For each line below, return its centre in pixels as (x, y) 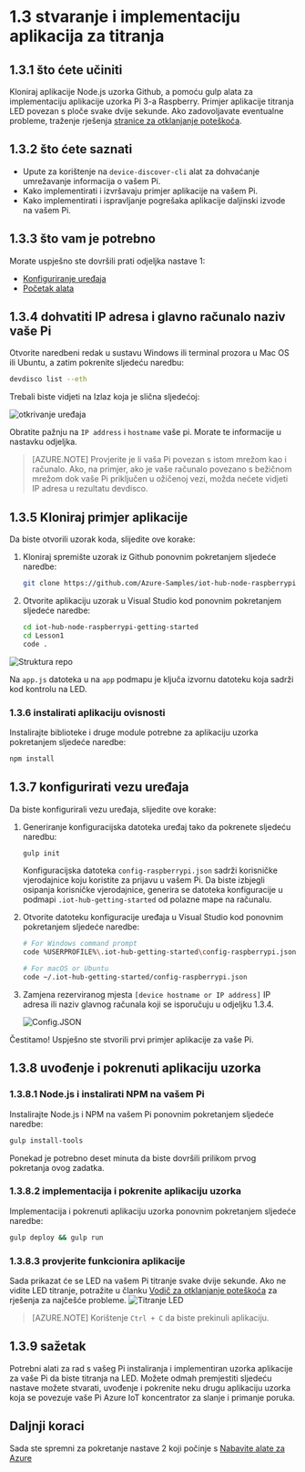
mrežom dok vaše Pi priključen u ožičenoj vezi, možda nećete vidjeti (160, 479)
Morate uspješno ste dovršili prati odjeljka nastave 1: (107, 261)
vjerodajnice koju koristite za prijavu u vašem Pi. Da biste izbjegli (144, 880)
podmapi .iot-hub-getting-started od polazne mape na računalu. (147, 899)
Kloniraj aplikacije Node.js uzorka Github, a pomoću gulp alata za (131, 92)
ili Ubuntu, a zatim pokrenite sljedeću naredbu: (97, 363)
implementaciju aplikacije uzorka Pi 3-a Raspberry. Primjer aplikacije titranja (152, 101)
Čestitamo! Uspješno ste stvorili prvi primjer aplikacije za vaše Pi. (132, 1039)
